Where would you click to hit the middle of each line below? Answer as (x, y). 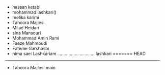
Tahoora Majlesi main (34, 67)
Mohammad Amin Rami (36, 38)
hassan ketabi (26, 7)
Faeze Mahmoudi (30, 43)
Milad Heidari (26, 28)
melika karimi (26, 17)
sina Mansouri (27, 33)
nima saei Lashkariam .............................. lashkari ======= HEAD (79, 54)
